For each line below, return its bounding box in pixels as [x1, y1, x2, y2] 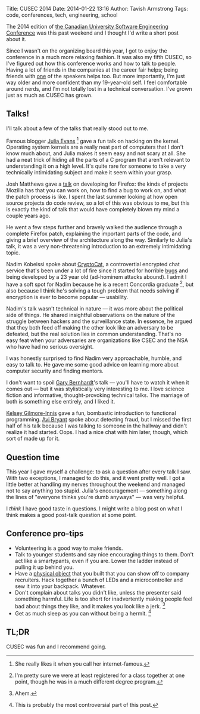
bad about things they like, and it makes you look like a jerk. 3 [14, 601, 165, 610]
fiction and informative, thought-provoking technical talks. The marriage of [6, 392, 189, 399]
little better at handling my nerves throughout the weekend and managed [6, 481, 186, 488]
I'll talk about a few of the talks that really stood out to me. [6, 125, 149, 132]
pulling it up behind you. [14, 564, 74, 571]
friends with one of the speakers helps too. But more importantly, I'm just [6, 73, 186, 79]
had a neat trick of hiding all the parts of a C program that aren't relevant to [6, 156, 190, 164]
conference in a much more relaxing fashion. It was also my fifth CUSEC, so [6, 54, 192, 60]
